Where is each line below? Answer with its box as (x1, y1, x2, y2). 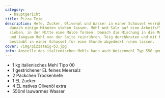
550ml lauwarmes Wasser (12, 88, 65, 94)
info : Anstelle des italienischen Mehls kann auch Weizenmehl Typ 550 (5, 48, 153, 53)
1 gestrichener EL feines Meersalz (12, 67, 81, 73)
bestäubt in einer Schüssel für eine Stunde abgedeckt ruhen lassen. (9, 39, 155, 44)
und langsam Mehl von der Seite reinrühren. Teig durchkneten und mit (9, 35, 157, 40)
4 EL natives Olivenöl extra (12, 83, 66, 89)
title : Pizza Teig (5, 16, 43, 21)
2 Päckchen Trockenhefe (12, 72, 63, 78)
